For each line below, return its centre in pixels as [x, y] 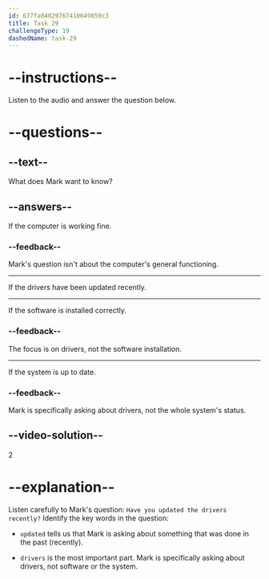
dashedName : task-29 [43, 38]
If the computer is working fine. [60, 226]
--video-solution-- [56, 436]
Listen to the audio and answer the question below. [92, 100]
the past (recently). [52, 542]
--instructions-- [63, 78]
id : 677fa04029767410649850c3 [59, 16]
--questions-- [55, 133]
